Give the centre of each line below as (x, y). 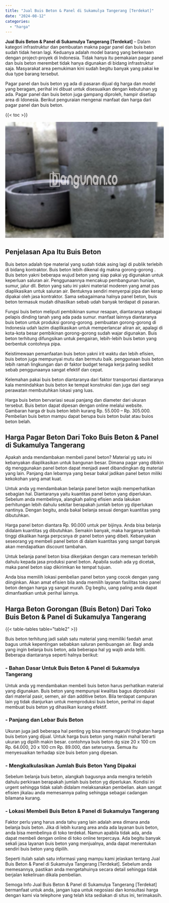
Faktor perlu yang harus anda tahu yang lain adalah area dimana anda (77, 822)
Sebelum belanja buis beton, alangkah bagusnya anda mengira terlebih (79, 777)
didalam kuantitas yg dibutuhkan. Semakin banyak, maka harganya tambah (83, 531)
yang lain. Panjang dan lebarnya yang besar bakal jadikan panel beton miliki (84, 473)
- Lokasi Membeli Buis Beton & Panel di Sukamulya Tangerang (82, 811)
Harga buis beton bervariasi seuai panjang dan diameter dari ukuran (76, 400)
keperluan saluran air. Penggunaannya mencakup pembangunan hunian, (80, 280)
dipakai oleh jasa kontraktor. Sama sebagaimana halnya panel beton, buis (81, 296)
